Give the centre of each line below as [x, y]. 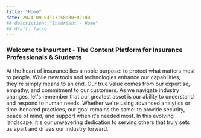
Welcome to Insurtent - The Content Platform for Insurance [94, 50]
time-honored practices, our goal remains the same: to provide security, [96, 109]
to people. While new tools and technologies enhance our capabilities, [94, 77]
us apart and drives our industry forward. [57, 128]
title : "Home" [24, 12]
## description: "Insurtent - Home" [52, 23]
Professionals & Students [44, 57]
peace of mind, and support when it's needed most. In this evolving [90, 116]
